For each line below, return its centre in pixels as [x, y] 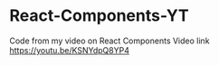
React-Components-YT [99, 16]
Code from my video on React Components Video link [109, 41]
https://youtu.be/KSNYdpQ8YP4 [69, 50]
